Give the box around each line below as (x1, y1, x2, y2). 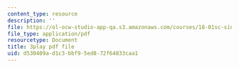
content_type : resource (7, 10, 78, 18)
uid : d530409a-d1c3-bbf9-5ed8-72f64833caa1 (7, 50, 139, 57)
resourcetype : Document (7, 37, 78, 44)
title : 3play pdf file (7, 43, 75, 50)
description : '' (7, 17, 55, 24)
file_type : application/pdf (7, 30, 91, 38)
